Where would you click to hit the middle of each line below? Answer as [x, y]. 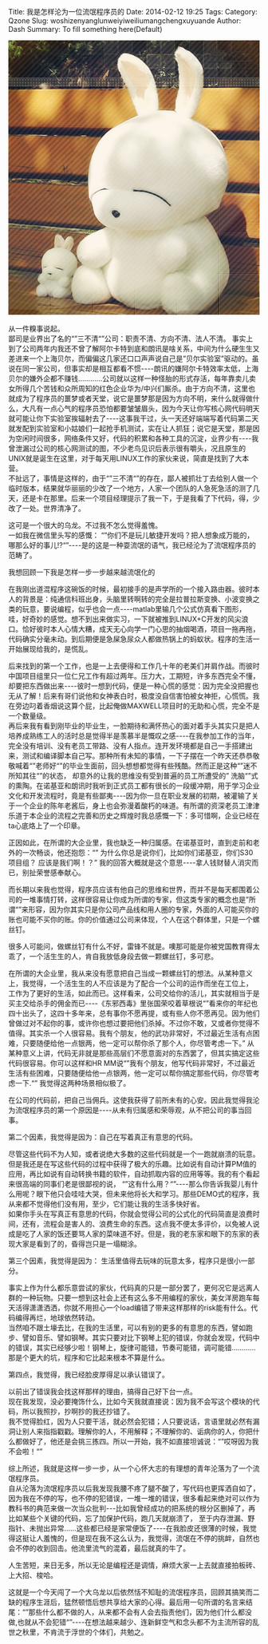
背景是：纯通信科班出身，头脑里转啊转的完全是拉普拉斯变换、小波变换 [137, 599]
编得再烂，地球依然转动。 [57, 1317]
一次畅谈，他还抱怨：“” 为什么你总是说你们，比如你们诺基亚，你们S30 [138, 852]
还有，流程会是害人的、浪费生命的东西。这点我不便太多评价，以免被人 [137, 1223]
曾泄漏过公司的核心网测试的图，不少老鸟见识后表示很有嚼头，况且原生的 [127, 448]
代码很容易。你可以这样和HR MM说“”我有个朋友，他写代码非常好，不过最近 [132, 1063]
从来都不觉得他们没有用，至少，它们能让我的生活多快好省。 [106, 1203]
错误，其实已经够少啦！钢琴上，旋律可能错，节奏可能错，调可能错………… [136, 1347]
